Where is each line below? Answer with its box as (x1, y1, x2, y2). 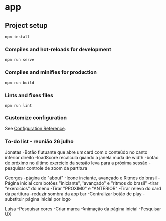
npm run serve (5, 57, 35, 62)
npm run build (5, 80, 35, 85)
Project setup (5, 21, 48, 30)
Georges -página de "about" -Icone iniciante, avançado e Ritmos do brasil (5, 175, 157, 181)
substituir (5, 196, 25, 202)
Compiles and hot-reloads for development (5, 46, 112, 53)
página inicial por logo (25, 196, 71, 202)
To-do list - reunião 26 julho (5, 138, 74, 145)
